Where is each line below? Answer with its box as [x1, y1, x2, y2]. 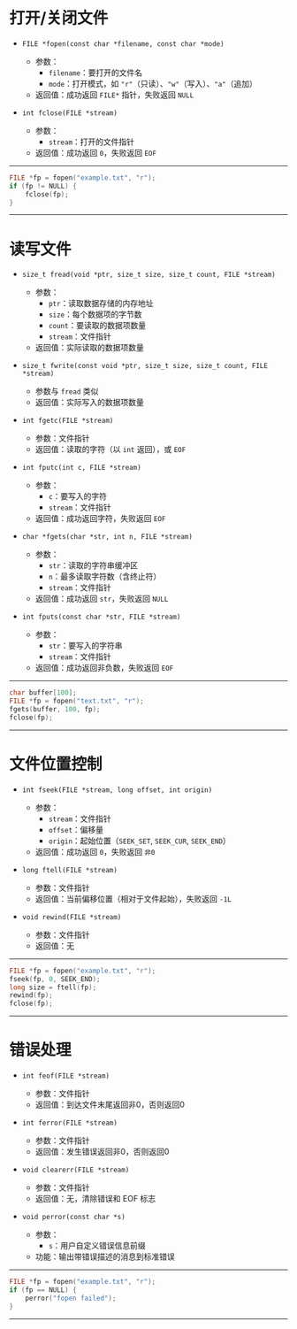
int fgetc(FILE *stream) [21, 417, 114, 426]
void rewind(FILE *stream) [21, 912, 122, 921]
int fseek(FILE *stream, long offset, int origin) [21, 785, 213, 795]
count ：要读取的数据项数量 [48, 320, 147, 331]
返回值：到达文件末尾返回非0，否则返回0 [34, 1099, 186, 1110]
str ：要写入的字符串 [48, 641, 123, 651]
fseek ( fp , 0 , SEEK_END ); [9, 974, 101, 983]
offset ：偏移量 [48, 824, 104, 834]
